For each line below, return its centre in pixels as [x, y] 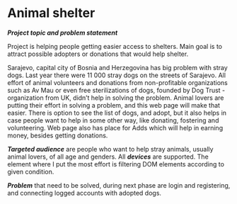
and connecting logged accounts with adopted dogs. [84, 193]
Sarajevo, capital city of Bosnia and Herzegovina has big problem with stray [117, 67]
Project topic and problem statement [63, 33]
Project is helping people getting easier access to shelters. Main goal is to [115, 46]
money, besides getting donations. [58, 135]
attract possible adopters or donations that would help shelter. [98, 54]
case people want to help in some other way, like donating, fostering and [113, 120]
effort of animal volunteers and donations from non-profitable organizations [117, 82]
